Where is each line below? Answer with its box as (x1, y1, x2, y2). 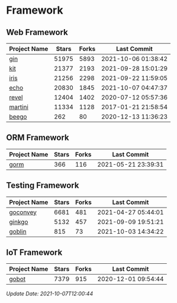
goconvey (9, 208, 37, 216)
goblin (9, 227, 27, 235)
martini (9, 103, 28, 111)
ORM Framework (6, 133, 69, 143)
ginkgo (9, 218, 28, 226)
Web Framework (6, 27, 68, 37)
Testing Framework (6, 180, 79, 190)
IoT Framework (6, 247, 63, 258)
